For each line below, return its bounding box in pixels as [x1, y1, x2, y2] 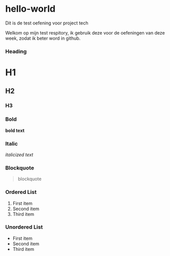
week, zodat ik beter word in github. [5, 35, 81, 41]
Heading [5, 48, 27, 55]
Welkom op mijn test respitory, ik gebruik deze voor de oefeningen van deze [5, 30, 165, 36]
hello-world [5, 3, 56, 15]
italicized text [5, 151, 34, 158]
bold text [5, 127, 24, 133]
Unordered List [5, 223, 43, 231]
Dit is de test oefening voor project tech [5, 20, 89, 26]
